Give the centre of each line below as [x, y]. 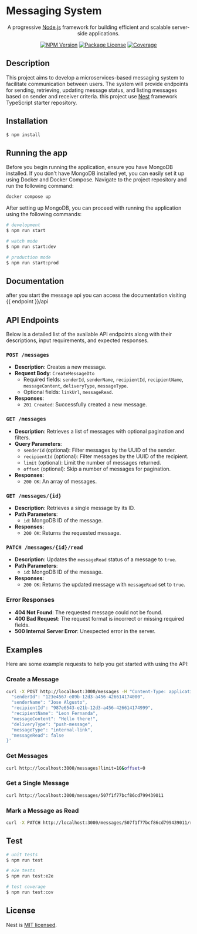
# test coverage [26, 887]
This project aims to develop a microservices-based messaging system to [95, 77]
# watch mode [22, 241]
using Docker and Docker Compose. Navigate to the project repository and [96, 180]
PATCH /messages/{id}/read [45, 547]
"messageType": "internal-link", [52, 730]
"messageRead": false [38, 735]
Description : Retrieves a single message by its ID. [75, 508]
